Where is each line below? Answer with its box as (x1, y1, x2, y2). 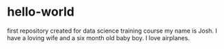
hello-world (7, 4, 75, 20)
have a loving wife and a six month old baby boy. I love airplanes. (7, 33, 190, 42)
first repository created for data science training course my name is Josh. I (7, 27, 217, 35)
